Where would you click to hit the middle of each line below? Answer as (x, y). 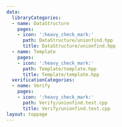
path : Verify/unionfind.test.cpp (65, 103)
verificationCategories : (43, 80)
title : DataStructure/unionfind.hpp (69, 46)
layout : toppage (27, 114)
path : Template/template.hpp (59, 69)
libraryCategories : (37, 18)
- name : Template (34, 52)
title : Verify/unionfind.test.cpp (66, 108)
